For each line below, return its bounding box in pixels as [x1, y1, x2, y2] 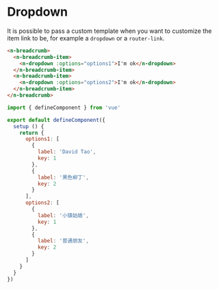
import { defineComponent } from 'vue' [7, 104, 121, 111]
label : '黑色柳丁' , [37, 174, 89, 181]
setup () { [13, 123, 44, 130]
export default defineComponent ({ [7, 116, 106, 123]
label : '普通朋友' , [37, 238, 89, 244]
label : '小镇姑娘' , [37, 212, 89, 219]
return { [19, 129, 44, 136]
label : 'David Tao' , [37, 149, 96, 155]
